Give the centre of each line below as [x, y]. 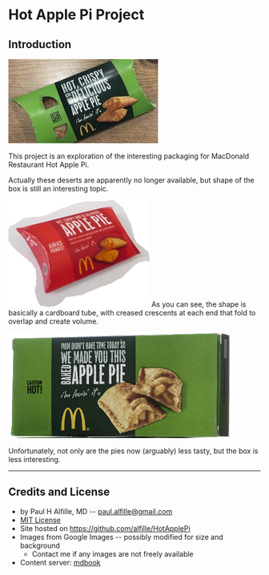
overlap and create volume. [53, 321]
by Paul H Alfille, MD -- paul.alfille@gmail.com [96, 511]
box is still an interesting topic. [58, 189]
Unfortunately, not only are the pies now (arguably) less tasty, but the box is [133, 451]
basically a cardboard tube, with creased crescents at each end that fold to [132, 313]
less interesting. [34, 459]
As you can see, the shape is [199, 304]
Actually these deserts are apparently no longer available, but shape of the [131, 180]
